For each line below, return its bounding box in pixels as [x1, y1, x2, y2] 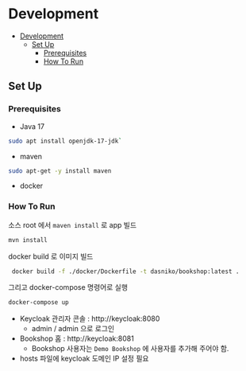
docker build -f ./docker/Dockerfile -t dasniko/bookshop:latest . [11, 268, 240, 275]
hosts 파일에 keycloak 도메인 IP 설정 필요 [19, 353, 149, 363]
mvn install [8, 236, 48, 244]
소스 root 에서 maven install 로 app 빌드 [8, 220, 137, 229]
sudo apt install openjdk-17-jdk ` [8, 137, 123, 145]
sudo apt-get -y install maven [8, 166, 112, 175]
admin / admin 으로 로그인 [31, 324, 115, 334]
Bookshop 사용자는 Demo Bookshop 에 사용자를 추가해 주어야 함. [31, 344, 229, 353]
